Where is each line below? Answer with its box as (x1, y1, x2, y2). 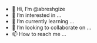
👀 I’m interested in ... (11, 12, 62, 19)
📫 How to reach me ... (11, 31, 66, 37)
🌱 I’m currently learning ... (11, 18, 75, 24)
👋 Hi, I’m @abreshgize (11, 6, 66, 12)
